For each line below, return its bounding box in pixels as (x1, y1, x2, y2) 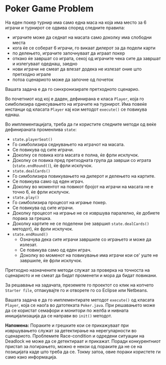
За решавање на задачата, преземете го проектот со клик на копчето (5, 282, 154, 288)
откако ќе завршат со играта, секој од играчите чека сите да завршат (12, 55, 161, 61)
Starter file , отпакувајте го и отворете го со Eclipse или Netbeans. (5, 287, 149, 293)
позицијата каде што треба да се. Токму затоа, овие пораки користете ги (5, 349, 161, 355)
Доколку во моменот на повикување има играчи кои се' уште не (19, 252, 159, 258)
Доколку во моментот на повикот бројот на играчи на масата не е (12, 183, 154, 189)
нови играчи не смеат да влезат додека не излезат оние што (12, 66, 142, 72)
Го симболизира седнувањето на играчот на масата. (12, 141, 125, 147)
